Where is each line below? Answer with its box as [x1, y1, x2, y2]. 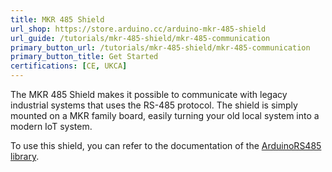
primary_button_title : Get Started [10, 52, 159, 62]
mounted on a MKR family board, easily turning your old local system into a [10, 110, 320, 121]
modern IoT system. [10, 121, 93, 132]
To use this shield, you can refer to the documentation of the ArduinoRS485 [10, 140, 322, 151]
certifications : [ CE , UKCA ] [10, 61, 128, 71]
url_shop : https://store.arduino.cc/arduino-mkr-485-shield [10, 24, 267, 34]
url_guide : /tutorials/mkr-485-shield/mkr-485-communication [10, 33, 271, 43]
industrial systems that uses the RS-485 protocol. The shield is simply [10, 99, 298, 111]
